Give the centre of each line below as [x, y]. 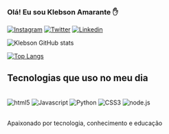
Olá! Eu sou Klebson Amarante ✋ [63, 12]
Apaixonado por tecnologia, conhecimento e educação [85, 123]
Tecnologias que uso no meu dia [78, 78]
